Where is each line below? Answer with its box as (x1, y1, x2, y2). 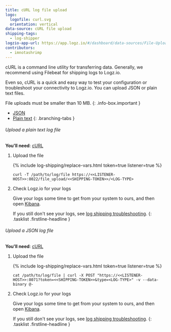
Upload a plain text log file (5, 127, 61, 133)
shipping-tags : (5, 31, 38, 36)
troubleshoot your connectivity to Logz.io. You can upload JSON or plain (5, 84, 157, 90)
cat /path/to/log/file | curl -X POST (12, 273, 95, 278)
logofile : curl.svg (10, 17, 51, 22)
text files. (5, 90, 25, 96)
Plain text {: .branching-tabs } (12, 115, 75, 121)
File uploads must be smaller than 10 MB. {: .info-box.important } (5, 100, 141, 106)
